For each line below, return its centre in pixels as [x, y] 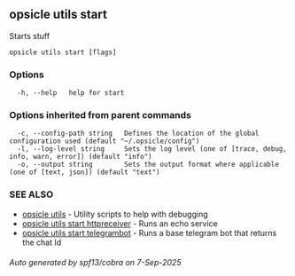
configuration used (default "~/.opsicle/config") [105, 141]
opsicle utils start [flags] [63, 52]
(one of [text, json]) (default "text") [85, 172]
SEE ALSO [31, 194]
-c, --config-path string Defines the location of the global [138, 134]
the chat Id [42, 242]
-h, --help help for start [71, 93]
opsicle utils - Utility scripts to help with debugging [115, 214]
